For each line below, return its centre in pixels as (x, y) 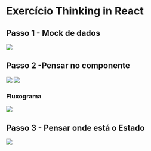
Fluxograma (24, 96)
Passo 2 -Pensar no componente (68, 66)
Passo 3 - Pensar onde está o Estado (75, 127)
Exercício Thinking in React (75, 11)
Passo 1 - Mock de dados (53, 33)
